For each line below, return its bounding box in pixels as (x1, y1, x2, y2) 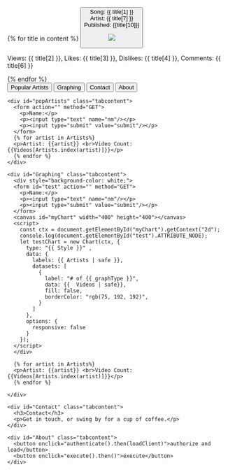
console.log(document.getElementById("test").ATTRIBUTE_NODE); (20, 232, 208, 239)
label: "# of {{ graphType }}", (44, 275, 139, 282)
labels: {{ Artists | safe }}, (32, 257, 124, 264)
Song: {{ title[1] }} (90, 8, 134, 15)
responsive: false (32, 324, 86, 331)
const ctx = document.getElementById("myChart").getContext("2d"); (20, 226, 220, 233)
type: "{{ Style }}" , (25, 244, 92, 251)
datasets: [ (32, 262, 68, 270)
